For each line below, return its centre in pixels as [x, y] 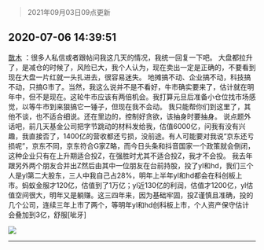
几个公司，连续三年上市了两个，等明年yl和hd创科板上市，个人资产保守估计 [129, 204]
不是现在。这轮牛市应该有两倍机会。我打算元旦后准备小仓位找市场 [142, 97]
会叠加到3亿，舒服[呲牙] [47, 215]
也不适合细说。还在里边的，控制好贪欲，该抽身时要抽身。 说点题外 [143, 116]
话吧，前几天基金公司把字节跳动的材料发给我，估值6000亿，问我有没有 [124, 126]
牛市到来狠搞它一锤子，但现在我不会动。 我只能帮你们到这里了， [139, 106]
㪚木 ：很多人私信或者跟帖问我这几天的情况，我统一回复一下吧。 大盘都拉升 [130, 57]
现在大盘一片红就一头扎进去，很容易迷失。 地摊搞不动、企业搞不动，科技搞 [130, 77]
